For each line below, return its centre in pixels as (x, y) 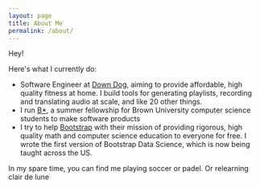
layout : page (30, 16)
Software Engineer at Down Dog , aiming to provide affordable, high (131, 84)
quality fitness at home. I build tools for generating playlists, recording (136, 93)
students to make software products (80, 119)
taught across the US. (56, 153)
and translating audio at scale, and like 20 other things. (111, 102)
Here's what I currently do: (52, 69)
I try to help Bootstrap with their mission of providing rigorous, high (131, 127)
